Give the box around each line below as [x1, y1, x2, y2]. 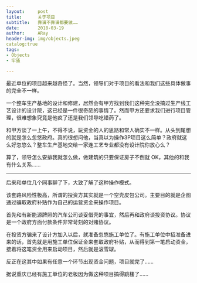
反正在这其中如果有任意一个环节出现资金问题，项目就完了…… [6, 258, 154, 265]
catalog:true [6, 42, 38, 47]
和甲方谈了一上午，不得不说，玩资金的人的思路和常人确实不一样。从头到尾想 [6, 127, 191, 134]
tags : [6, 47, 19, 53]
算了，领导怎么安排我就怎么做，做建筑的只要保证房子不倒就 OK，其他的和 [6, 154, 185, 161]
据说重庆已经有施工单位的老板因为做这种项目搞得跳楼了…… [6, 270, 149, 277]
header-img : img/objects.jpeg [6, 36, 80, 42]
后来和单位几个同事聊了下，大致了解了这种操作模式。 [6, 179, 135, 186]
